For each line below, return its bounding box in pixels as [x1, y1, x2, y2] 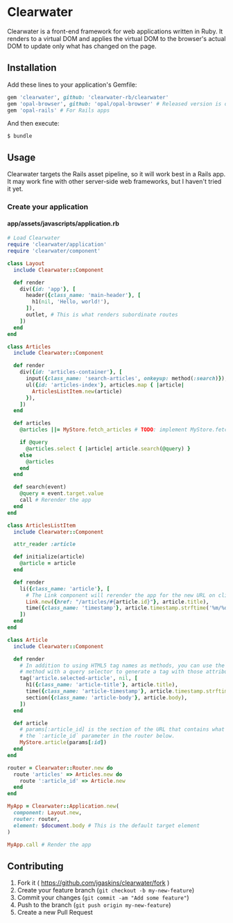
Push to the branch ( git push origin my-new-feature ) [17, 901, 171, 909]
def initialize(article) [13, 553, 85, 561]
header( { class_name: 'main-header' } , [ [25, 292, 141, 299]
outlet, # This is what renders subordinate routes [25, 312, 178, 319]
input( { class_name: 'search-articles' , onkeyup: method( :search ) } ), [25, 375, 228, 382]
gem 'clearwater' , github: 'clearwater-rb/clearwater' [7, 94, 169, 101]
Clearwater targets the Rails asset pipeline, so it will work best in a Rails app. [7, 170, 226, 178]
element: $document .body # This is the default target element [13, 822, 200, 829]
